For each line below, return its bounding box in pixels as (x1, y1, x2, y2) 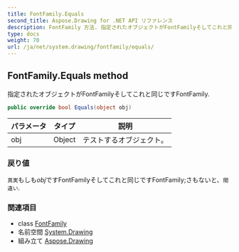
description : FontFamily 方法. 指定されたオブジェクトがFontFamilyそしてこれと (7, 23, 228, 31)
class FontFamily (17, 219, 68, 228)
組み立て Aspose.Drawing (17, 236, 94, 246)
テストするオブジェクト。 (83, 135, 169, 145)
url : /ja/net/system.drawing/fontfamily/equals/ (7, 43, 154, 51)
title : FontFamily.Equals (7, 10, 84, 18)
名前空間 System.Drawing (17, 228, 93, 236)
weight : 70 (7, 37, 40, 44)
